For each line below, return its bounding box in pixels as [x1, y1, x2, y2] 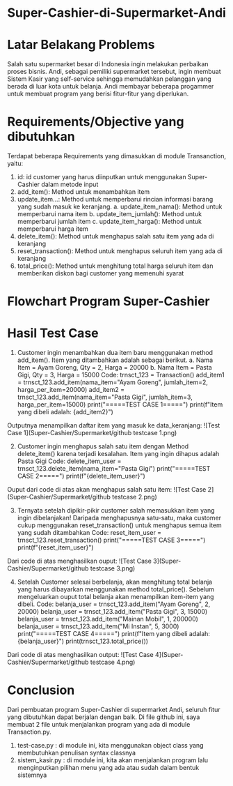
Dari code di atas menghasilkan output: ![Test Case [7, 651, 154, 659]
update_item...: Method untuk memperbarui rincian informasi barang [17, 195, 214, 204]
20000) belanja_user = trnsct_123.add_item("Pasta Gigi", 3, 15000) [17, 607, 208, 616]
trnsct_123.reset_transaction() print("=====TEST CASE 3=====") [17, 536, 206, 545]
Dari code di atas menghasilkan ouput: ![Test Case [7, 557, 152, 566]
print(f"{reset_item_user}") [17, 543, 94, 552]
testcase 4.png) [90, 658, 136, 667]
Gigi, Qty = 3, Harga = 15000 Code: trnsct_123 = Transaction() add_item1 [17, 371, 225, 379]
